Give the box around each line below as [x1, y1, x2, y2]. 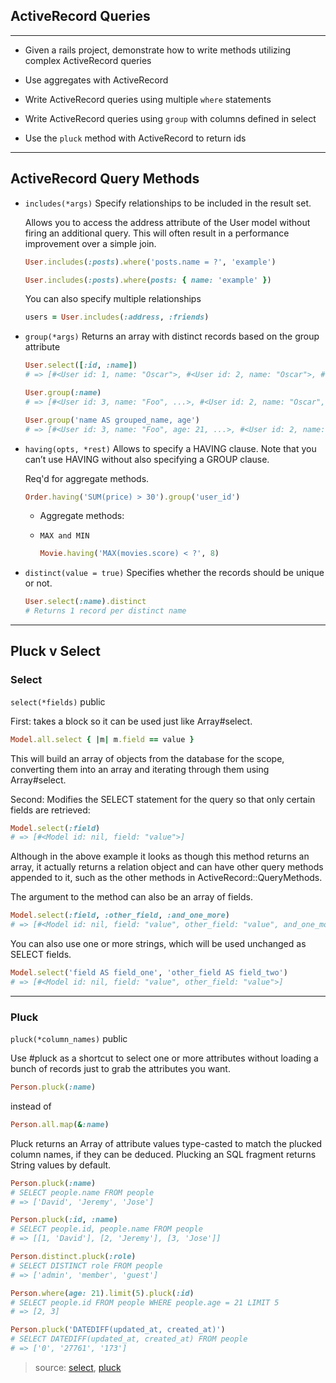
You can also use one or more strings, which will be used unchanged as [10, 938, 307, 950]
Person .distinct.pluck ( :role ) [10, 1252, 137, 1262]
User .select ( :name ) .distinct [24, 597, 147, 607]
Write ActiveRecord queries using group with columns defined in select [24, 112, 317, 124]
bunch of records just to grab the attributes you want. [10, 1063, 231, 1075]
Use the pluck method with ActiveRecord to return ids [24, 132, 247, 144]
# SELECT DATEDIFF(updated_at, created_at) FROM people [10, 1334, 248, 1344]
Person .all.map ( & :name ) [10, 1119, 110, 1129]
